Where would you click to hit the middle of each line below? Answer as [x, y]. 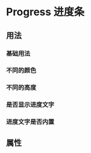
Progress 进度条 [45, 12]
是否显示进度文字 [30, 105]
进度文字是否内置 [30, 122]
